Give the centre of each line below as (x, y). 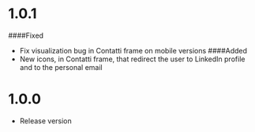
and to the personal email (61, 67)
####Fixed (26, 35)
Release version (46, 121)
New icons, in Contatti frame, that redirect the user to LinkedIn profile (132, 59)
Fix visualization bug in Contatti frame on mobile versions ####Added (133, 50)
